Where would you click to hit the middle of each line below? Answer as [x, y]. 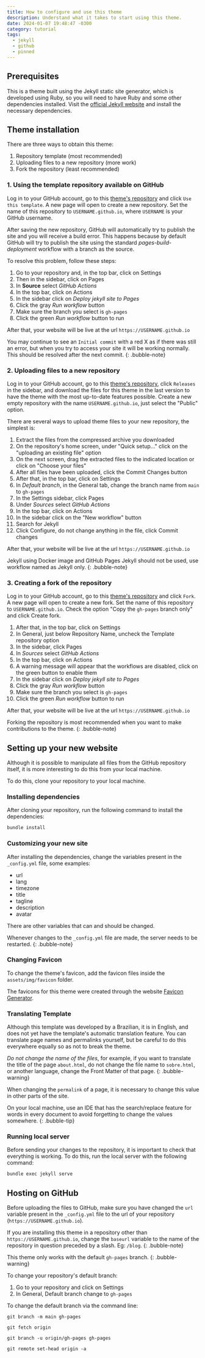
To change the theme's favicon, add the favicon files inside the [86, 973]
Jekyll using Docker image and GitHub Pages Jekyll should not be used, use [103, 560]
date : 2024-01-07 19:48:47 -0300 [49, 23]
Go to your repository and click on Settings [70, 1287]
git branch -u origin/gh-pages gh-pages [59, 1338]
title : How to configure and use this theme [64, 12]
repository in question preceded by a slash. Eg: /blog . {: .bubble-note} [95, 1246]
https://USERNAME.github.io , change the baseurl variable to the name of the [103, 1239]
